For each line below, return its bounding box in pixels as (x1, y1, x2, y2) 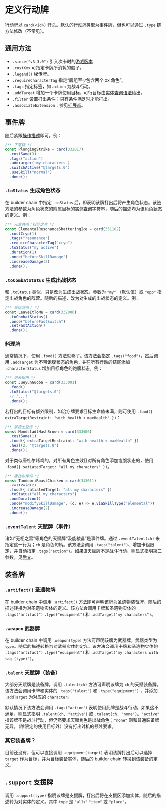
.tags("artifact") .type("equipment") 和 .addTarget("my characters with (5, 649, 158, 655)
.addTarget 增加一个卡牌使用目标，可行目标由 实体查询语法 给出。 (12, 89, 145, 95)
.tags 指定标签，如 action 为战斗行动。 (12, 83, 93, 89)
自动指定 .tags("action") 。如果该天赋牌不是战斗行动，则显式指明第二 (18, 548, 162, 554)
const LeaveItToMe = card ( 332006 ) (5, 310, 77, 315)
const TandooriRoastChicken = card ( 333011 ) (5, 478, 97, 483)
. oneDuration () (9, 496, 41, 501)
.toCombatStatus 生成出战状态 (5, 276, 76, 283)
